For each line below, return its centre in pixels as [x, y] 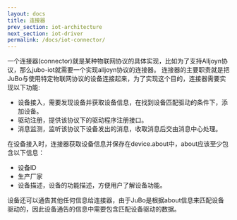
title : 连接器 [26, 20]
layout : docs [26, 14]
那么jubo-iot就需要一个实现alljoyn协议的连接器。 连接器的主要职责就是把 [124, 70]
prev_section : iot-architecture [55, 27]
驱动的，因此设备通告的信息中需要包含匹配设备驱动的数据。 [94, 209]
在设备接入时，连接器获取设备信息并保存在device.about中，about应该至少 [115, 144]
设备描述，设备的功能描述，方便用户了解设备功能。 [92, 185]
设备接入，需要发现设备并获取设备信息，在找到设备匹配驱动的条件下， [120, 102]
